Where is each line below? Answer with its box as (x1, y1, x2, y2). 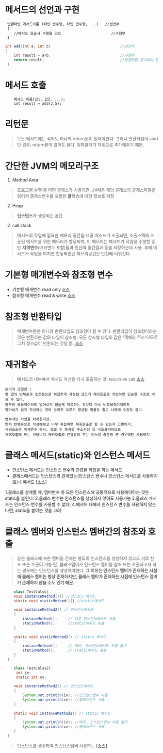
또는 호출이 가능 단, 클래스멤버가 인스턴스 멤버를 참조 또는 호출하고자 (22, 561, 152, 567)
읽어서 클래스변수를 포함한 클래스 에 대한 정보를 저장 (16, 193, 114, 199)
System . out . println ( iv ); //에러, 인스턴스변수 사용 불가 (22, 720, 128, 725)
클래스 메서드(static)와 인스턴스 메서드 (5, 450, 150, 461)
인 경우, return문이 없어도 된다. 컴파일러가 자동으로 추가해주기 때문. (16, 142, 145, 148)
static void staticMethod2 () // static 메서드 (14, 634, 107, 639)
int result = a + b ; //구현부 (14, 53, 135, 58)
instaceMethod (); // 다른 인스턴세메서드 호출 (22, 617, 115, 622)
